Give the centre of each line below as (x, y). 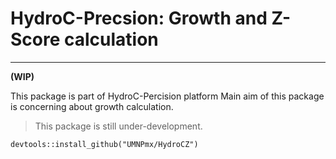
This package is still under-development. (118, 126)
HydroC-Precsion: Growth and (139, 18)
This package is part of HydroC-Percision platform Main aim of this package (167, 96)
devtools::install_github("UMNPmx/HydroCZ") (104, 144)
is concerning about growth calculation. (92, 106)
